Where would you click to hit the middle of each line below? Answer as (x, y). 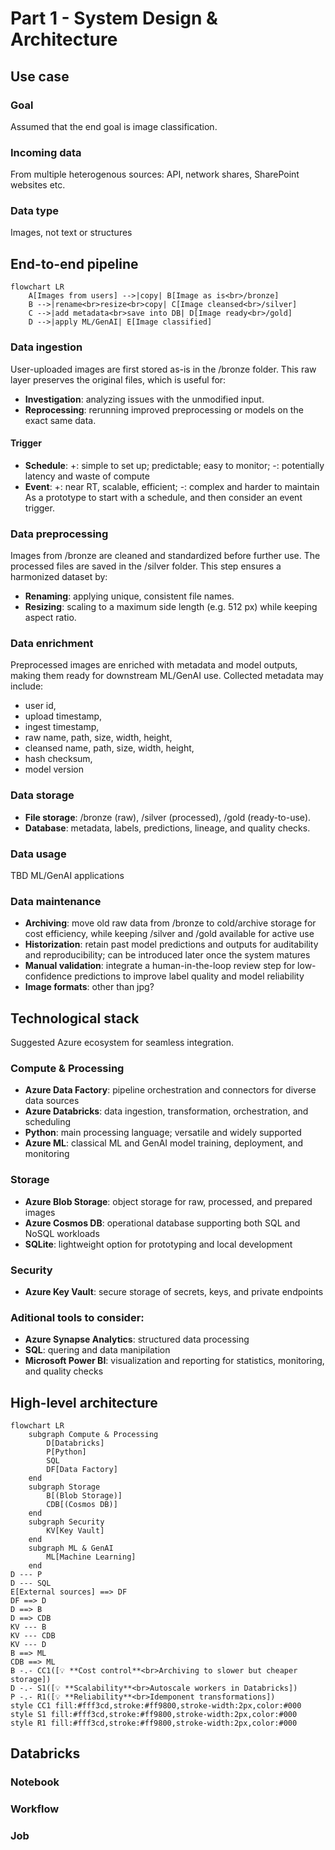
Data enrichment (52, 643)
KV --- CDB (33, 1636)
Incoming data (46, 152)
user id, (40, 706)
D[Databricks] (75, 1443)
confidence (48, 976)
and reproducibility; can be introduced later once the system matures (167, 955)
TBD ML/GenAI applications (67, 875)
